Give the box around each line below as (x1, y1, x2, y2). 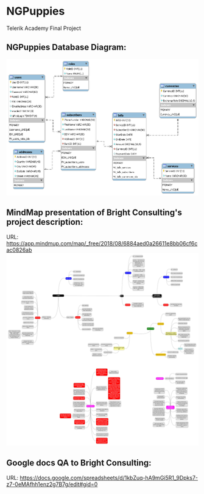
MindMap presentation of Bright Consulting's (6, 208, 183, 218)
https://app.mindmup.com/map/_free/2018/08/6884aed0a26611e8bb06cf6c (6, 239, 198, 247)
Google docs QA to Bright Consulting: (6, 458, 152, 468)
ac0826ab (6, 246, 32, 253)
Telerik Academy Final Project (6, 24, 81, 32)
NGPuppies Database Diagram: (6, 42, 127, 53)
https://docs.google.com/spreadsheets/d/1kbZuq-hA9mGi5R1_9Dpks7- (19, 474, 199, 481)
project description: (6, 217, 83, 227)
